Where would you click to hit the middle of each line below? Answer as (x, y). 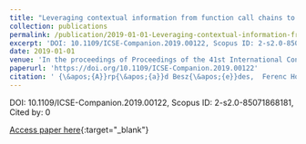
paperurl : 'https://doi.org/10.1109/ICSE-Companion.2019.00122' (134, 69)
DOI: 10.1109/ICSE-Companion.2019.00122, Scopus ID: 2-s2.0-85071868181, (152, 102)
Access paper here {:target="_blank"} (79, 130)
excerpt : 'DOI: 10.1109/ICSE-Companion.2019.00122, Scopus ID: (132, 43)
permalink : (30, 34)
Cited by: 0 (30, 112)
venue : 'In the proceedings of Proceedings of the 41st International (146, 60)
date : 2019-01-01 (42, 52)
